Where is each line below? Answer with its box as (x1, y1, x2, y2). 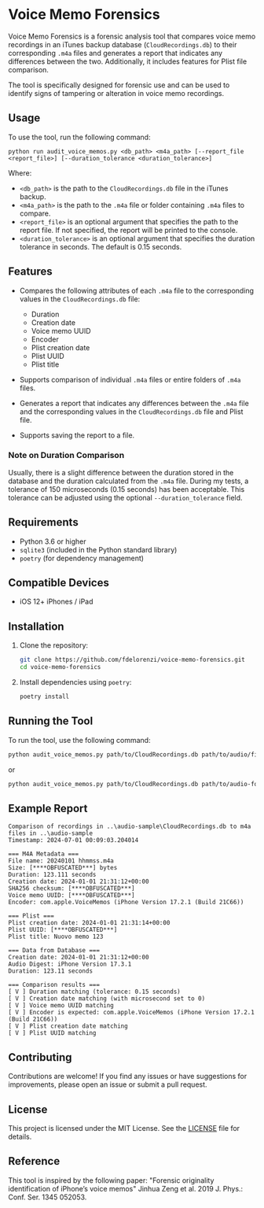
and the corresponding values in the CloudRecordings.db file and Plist (19, 407, 244, 416)
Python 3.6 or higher (19, 537, 86, 546)
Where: (8, 168, 32, 178)
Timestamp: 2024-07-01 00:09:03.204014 (8, 837, 139, 844)
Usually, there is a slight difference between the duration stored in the (8, 467, 234, 477)
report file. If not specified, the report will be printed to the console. (19, 225, 238, 235)
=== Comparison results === (8, 981, 101, 989)
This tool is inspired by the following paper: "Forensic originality (8, 1175, 214, 1185)
